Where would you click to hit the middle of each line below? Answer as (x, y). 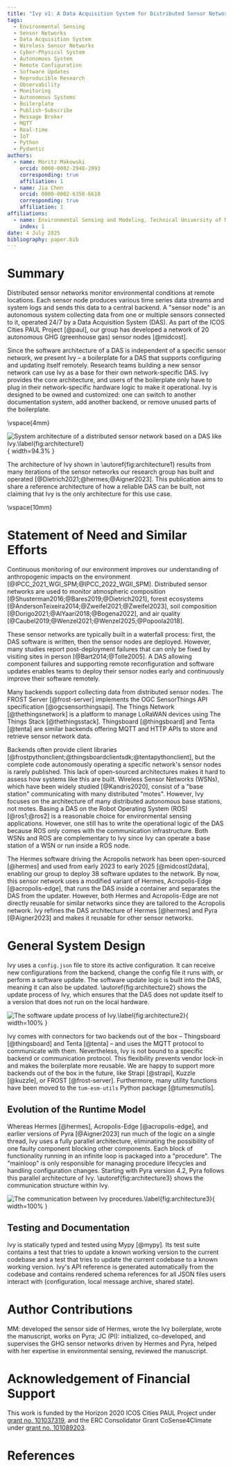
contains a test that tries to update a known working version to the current (113, 1252)
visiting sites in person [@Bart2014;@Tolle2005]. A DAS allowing (100, 657)
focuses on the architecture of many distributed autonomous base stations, (115, 801)
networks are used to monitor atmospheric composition (87, 592)
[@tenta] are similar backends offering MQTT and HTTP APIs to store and (112, 729)
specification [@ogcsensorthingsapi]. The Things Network (91, 707)
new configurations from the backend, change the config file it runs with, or (115, 972)
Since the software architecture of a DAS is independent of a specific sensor (116, 350)
